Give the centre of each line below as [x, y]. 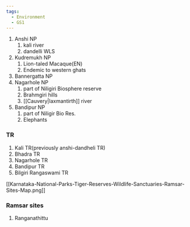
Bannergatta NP [34, 76]
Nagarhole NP [31, 82]
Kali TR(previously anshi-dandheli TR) [60, 147]
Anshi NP [26, 39]
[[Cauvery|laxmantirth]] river [57, 101]
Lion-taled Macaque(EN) [53, 64]
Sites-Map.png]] [26, 190]
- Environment [28, 17]
